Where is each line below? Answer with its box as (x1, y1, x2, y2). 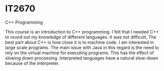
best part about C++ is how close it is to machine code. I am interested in (5, 39, 154, 45)
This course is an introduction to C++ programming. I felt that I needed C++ (5, 29, 159, 35)
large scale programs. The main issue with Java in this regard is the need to (5, 44, 159, 50)
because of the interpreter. (5, 60, 60, 66)
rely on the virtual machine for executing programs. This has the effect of (5, 50, 154, 56)
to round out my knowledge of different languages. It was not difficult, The (5, 34, 157, 40)
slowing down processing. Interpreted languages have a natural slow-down (5, 55, 159, 61)
